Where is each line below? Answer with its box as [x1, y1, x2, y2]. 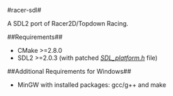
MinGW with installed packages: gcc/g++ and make [17, 81, 167, 89]
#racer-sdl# [7, 6, 42, 14]
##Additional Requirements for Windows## [7, 67, 131, 75]
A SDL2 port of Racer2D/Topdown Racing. [7, 19, 129, 27]
